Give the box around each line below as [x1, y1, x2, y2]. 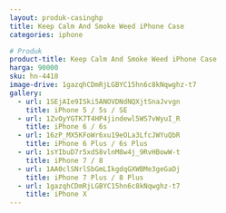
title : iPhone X [25, 189, 88, 199]
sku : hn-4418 [9, 72, 59, 82]
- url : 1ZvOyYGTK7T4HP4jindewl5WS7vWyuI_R [17, 114, 181, 123]
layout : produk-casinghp [9, 13, 103, 23]
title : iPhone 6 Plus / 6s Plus [25, 140, 148, 149]
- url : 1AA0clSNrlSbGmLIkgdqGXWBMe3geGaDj [17, 164, 181, 173]
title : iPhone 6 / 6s [25, 122, 107, 131]
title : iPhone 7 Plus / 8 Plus [25, 173, 144, 182]
